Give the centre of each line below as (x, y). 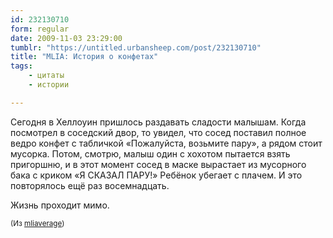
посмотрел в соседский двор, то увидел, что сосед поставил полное (158, 132)
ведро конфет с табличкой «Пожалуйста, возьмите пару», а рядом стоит (166, 143)
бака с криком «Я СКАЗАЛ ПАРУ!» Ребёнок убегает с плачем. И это (156, 175)
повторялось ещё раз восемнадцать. (90, 185)
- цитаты (46, 76)
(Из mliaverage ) (37, 223)
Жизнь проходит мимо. (60, 205)
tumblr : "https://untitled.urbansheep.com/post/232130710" (136, 47)
